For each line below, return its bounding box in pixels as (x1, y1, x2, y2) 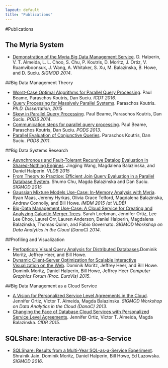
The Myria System (5, 40, 64, 49)
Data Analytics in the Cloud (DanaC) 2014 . (12, 227, 102, 233)
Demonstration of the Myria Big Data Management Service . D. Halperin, (12, 54, 161, 60)
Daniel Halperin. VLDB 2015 (12, 168, 70, 174)
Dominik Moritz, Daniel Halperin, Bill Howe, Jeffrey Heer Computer (12, 268, 151, 274)
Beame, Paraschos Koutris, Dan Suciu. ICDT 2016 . (12, 95, 117, 101)
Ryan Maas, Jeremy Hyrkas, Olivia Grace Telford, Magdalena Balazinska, (12, 195, 163, 201)
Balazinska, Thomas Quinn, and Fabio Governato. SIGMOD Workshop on (12, 221, 163, 227)
